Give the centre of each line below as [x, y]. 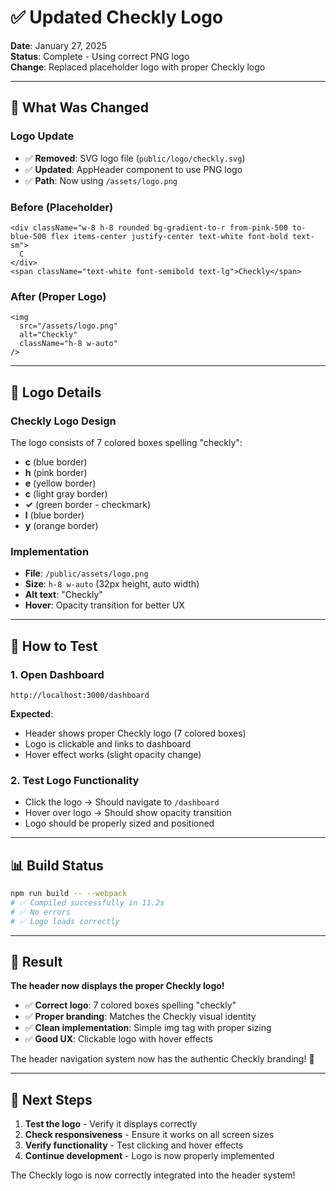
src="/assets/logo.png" [68, 326]
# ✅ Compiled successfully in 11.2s [87, 902]
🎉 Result [36, 961]
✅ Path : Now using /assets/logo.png [101, 180]
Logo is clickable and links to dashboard [108, 743]
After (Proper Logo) [58, 296]
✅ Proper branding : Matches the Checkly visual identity [140, 1017]
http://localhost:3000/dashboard [80, 695]
